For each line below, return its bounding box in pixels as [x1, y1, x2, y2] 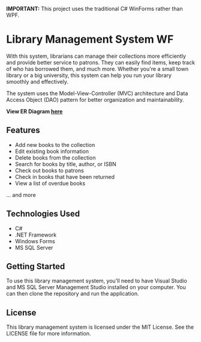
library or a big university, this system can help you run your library [6, 72, 172, 79]
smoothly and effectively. [6, 78, 69, 85]
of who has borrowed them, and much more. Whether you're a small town [6, 65, 189, 72]
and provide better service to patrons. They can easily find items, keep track [6, 58, 195, 66]
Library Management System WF [6, 33, 174, 46]
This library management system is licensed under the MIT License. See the [6, 323, 194, 331]
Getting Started [6, 261, 65, 272]
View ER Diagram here [6, 108, 63, 115]
